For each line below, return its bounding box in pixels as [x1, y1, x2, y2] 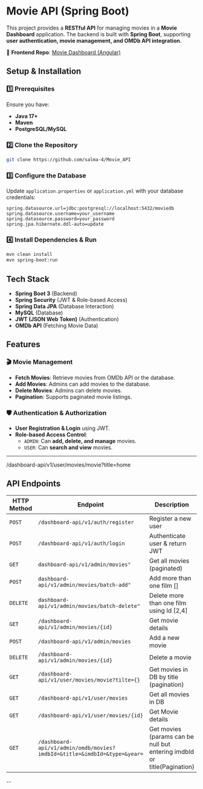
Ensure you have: [6, 101, 50, 108]
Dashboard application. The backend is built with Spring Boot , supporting [6, 30, 191, 37]
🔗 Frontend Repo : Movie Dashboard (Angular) [6, 48, 121, 56]
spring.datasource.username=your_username [6, 211, 115, 217]
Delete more [149, 591, 184, 599]
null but [149, 739, 170, 748]
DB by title [149, 672, 179, 681]
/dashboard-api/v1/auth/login [38, 540, 125, 547]
